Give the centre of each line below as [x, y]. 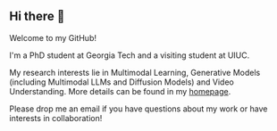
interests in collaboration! [56, 118]
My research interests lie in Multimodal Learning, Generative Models [135, 72]
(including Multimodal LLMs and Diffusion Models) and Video [122, 82]
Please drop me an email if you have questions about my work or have [138, 109]
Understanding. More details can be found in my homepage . [120, 91]
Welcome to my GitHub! [53, 37]
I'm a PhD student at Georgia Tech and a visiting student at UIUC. [130, 55]
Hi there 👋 [37, 16]
